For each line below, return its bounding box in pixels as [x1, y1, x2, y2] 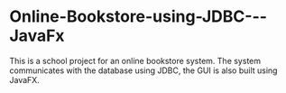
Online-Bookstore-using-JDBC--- [9, 6, 268, 27]
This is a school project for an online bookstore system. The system [9, 55, 262, 66]
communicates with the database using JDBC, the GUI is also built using [9, 65, 278, 76]
